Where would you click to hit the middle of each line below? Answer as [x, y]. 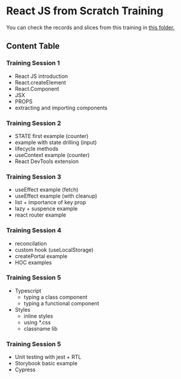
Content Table [33, 46]
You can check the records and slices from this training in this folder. [90, 27]
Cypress [25, 369]
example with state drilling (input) [56, 142]
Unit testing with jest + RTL [48, 357]
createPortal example [41, 256]
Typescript [28, 290]
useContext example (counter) [52, 155]
